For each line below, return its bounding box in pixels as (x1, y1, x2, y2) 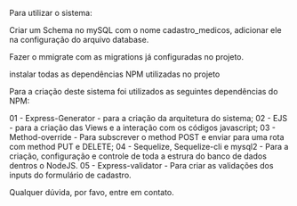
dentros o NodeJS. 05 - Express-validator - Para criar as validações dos (9, 161, 274, 170)
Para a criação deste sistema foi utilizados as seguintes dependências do (9, 87, 278, 96)
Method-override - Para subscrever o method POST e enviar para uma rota (9, 132, 285, 142)
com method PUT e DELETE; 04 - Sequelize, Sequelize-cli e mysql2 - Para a (9, 142, 289, 152)
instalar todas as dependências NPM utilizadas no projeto (9, 69, 221, 79)
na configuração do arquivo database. (9, 35, 149, 45)
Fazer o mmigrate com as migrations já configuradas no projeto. (9, 52, 245, 62)
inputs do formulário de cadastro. (9, 169, 132, 180)
